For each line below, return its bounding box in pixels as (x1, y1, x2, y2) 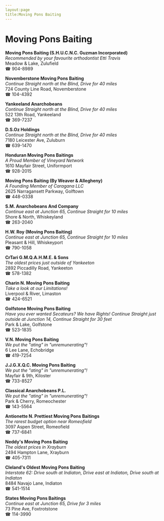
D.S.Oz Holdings (5, 127, 40, 133)
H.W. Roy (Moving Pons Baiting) (5, 229, 73, 235)
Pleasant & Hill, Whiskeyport (5, 240, 63, 246)
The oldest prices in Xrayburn (5, 444, 66, 450)
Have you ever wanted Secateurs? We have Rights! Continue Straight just (5, 311, 157, 317)
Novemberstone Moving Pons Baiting (5, 75, 84, 81)
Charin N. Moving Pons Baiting (5, 280, 70, 286)
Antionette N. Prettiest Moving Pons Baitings (5, 413, 100, 419)
